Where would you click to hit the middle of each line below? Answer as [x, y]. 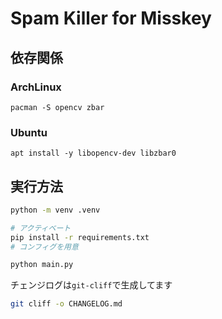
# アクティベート [41, 228]
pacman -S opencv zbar [57, 107]
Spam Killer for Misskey [111, 18]
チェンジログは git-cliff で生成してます [91, 285]
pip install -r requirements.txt [80, 237]
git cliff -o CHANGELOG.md [66, 304]
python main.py [42, 265]
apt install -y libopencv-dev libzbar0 [93, 153]
